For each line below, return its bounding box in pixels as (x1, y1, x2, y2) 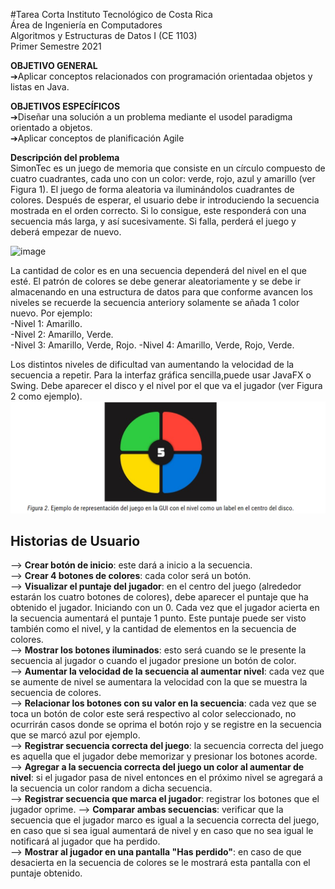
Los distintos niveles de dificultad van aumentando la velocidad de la (10, 359, 295, 370)
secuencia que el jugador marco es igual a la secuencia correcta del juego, (10, 814, 320, 826)
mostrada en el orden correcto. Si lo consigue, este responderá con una (10, 205, 307, 216)
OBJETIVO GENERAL (10, 60, 98, 71)
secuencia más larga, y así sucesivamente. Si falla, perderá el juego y (10, 215, 297, 227)
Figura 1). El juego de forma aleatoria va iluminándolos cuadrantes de (10, 184, 295, 195)
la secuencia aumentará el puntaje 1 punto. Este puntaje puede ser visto (10, 612, 307, 624)
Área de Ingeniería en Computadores (10, 19, 163, 31)
